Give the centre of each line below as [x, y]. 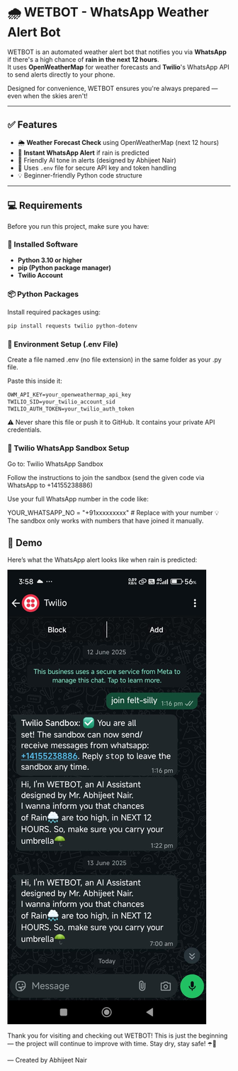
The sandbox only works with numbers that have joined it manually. [106, 521]
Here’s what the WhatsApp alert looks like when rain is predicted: [102, 560]
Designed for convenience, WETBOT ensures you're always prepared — [113, 88]
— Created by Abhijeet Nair [47, 1060]
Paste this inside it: [35, 381]
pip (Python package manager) [64, 267]
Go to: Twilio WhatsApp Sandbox [56, 464]
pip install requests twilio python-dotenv [73, 326]
